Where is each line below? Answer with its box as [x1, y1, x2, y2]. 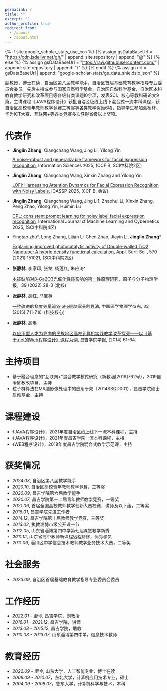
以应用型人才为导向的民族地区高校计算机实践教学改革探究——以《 [12, 330, 148, 336]
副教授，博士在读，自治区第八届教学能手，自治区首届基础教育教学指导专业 [5, 80, 158, 86]
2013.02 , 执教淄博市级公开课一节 [12, 521, 80, 527]
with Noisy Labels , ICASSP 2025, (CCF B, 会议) [12, 188, 109, 194]
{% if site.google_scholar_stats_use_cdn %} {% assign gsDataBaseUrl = [5, 48, 153, 55]
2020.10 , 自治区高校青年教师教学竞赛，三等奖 [12, 484, 105, 490]
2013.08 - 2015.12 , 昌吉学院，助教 [12, 625, 82, 631]
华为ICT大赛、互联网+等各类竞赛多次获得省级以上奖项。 [5, 111, 120, 117]
